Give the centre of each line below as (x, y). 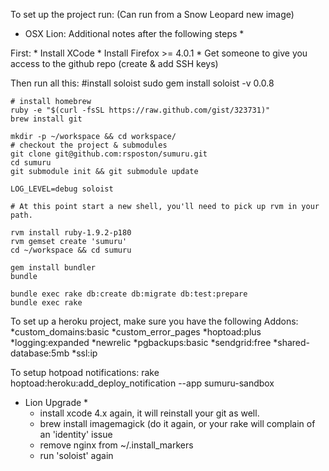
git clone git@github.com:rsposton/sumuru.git (109, 154)
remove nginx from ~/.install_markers (116, 445)
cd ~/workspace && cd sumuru (71, 250)
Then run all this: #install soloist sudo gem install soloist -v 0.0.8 (142, 83)
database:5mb (40, 353)
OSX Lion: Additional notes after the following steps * (134, 33)
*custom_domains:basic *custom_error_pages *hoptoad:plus (136, 332)
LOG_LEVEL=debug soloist (62, 189)
